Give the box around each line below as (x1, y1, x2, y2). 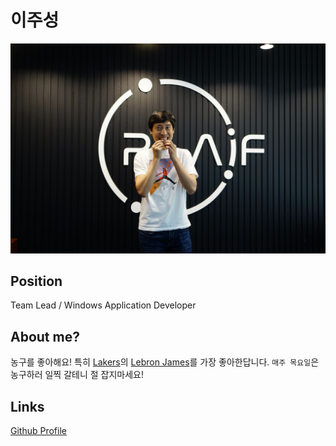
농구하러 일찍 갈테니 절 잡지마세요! (10, 369, 144, 381)
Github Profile (10, 425, 67, 437)
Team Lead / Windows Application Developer (10, 299, 197, 311)
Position (10, 273, 63, 290)
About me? (10, 328, 80, 345)
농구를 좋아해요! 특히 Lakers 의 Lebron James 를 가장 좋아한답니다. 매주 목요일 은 (10, 356, 320, 368)
